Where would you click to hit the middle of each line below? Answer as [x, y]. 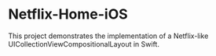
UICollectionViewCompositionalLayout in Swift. [84, 44]
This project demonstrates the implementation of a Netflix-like [108, 36]
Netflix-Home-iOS [68, 14]
